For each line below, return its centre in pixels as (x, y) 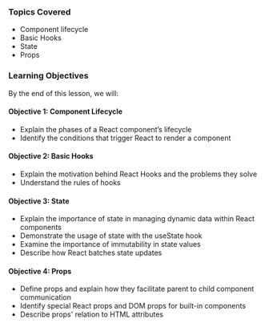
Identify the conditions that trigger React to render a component (125, 138)
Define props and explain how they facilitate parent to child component (137, 289)
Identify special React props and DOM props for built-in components (133, 306)
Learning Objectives (49, 76)
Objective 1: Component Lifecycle (65, 111)
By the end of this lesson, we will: (63, 93)
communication (46, 297)
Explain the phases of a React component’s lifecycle (106, 129)
